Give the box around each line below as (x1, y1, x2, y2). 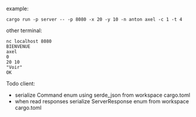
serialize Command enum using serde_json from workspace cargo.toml (14, 91, 191, 99)
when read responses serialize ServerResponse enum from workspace (14, 98, 189, 105)
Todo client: (6, 80, 36, 87)
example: (6, 5, 29, 12)
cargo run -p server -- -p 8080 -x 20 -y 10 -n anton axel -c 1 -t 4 (6, 17, 183, 23)
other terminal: (6, 27, 42, 34)
